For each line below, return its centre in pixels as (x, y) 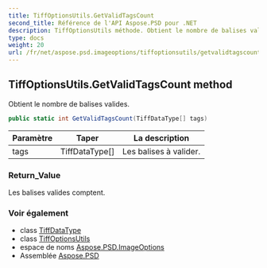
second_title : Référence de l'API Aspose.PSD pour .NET (103, 23)
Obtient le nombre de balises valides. (69, 103)
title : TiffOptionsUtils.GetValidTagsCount (81, 16)
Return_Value (35, 175)
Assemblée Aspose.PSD (59, 256)
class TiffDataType (50, 231)
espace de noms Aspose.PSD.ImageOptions (92, 247)
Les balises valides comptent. (57, 192)
